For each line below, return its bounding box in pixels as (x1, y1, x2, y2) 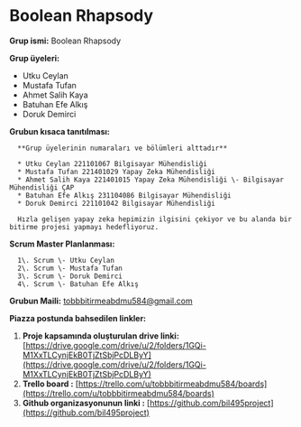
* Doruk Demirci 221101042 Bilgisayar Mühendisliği (17, 199, 216, 208)
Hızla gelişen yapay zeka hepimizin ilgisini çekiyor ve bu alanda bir (17, 214, 293, 224)
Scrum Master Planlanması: (9, 238, 115, 249)
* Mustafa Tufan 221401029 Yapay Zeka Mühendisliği (17, 167, 216, 176)
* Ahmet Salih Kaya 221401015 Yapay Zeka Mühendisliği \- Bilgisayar (17, 175, 284, 184)
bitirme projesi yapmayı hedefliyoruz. (9, 222, 160, 231)
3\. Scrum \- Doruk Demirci (17, 272, 123, 281)
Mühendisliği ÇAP (9, 182, 75, 192)
